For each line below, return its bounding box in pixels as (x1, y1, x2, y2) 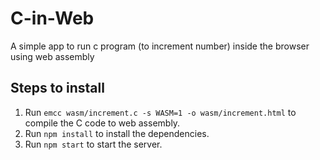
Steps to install (10, 80, 105, 97)
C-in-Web (10, 7, 95, 30)
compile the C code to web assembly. (24, 117, 181, 129)
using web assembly (10, 50, 95, 62)
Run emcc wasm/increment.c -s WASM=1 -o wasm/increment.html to (24, 106, 297, 118)
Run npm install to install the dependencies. (24, 127, 210, 139)
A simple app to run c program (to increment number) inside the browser (10, 40, 310, 52)
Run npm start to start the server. (24, 138, 163, 150)
